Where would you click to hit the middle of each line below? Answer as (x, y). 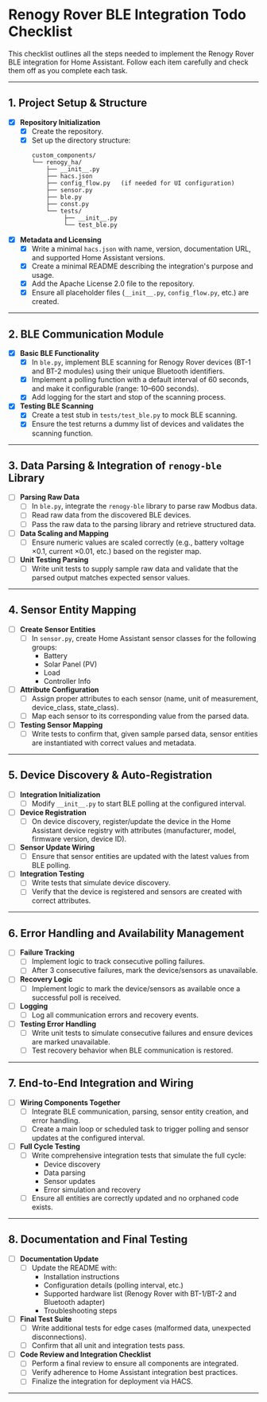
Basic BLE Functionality (59, 353)
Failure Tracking (47, 952)
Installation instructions (81, 1277)
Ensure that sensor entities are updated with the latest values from (140, 857)
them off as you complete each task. (68, 70)
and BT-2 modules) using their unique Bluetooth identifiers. (128, 371)
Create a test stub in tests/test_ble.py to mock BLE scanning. (134, 415)
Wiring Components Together (70, 1102)
